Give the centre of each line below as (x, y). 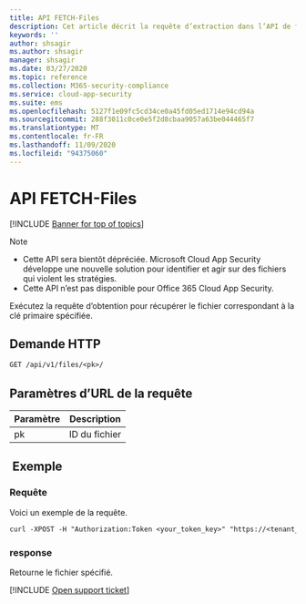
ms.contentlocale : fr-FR (56, 137)
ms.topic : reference (49, 77)
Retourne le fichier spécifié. (61, 572)
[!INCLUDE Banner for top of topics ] (76, 223)
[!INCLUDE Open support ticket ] (70, 589)
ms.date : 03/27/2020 (49, 69)
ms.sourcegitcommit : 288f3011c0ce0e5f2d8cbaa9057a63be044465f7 (132, 119)
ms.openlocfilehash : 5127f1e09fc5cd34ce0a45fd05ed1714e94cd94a (132, 111)
